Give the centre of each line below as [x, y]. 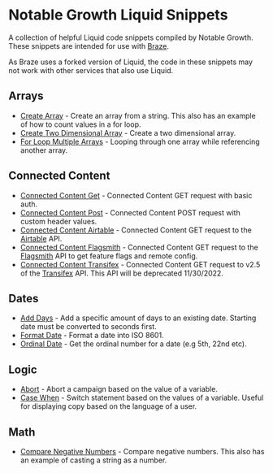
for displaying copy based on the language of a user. [108, 406]
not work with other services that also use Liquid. [91, 70]
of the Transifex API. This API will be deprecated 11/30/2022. [121, 273]
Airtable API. [41, 238]
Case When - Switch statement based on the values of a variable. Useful [142, 398]
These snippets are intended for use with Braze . [89, 46]
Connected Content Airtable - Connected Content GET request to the [136, 230]
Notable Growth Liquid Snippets [118, 15]
